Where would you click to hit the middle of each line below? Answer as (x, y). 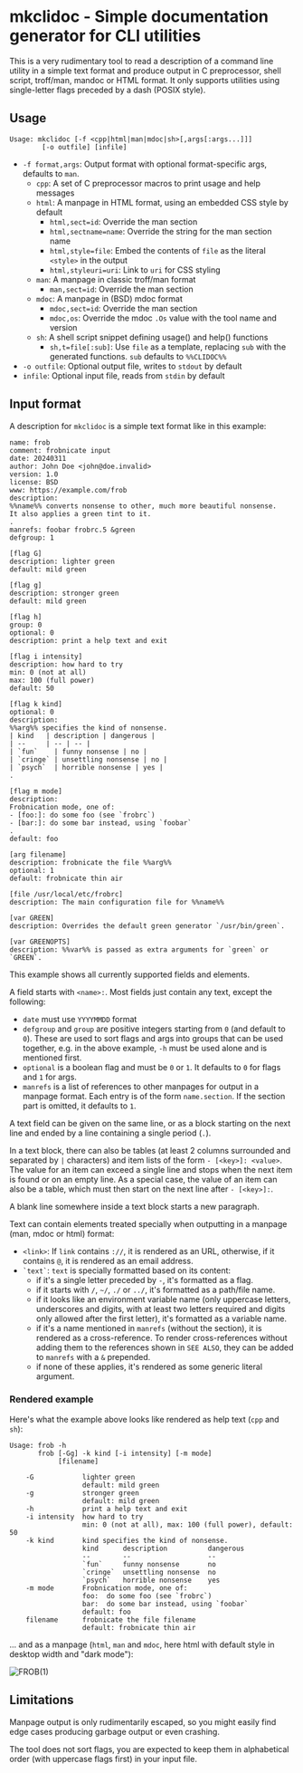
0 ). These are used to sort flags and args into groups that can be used (152, 1038)
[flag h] (26, 617)
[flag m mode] (36, 791)
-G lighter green (80, 1477)
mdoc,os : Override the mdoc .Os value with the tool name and (163, 318)
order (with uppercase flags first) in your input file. (103, 1759)
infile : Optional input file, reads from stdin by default (123, 375)
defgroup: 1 (32, 537)
